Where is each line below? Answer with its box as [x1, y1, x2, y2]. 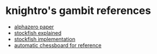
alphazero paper [14, 23, 54, 30]
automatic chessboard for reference [14, 42, 102, 49]
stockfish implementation [14, 35, 76, 42]
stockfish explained [14, 29, 62, 36]
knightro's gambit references [5, 4, 151, 17]
